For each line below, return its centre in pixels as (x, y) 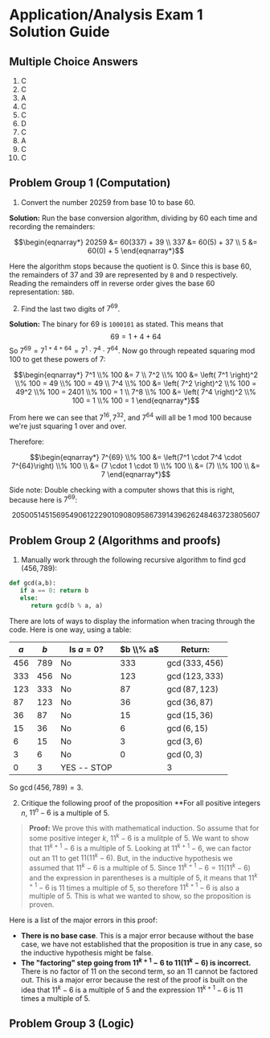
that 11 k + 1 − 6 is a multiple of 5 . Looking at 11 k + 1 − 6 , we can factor (140, 847)
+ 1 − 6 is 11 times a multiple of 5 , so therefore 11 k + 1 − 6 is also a (134, 887)
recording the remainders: (52, 226)
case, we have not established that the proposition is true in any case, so (141, 944)
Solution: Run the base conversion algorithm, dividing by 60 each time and (133, 218)
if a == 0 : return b (54, 591)
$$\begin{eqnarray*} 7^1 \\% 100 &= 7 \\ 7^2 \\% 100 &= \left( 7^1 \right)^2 (136, 375)
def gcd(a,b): (33, 583)
